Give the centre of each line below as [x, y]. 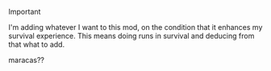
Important [25, 12]
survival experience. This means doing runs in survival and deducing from [131, 36]
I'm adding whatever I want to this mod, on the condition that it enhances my [135, 27]
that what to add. [37, 44]
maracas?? [26, 60]
